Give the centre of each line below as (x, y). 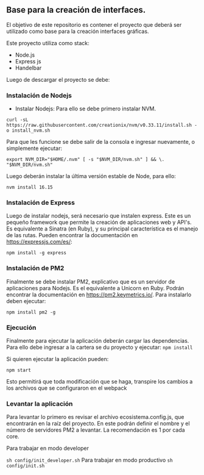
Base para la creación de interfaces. (76, 10)
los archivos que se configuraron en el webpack (67, 388)
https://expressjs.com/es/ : (39, 242)
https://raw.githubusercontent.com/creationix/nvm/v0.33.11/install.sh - (102, 125)
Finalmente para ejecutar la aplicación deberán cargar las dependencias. (98, 341)
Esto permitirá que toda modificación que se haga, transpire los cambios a (100, 381)
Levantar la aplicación (40, 404)
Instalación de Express (40, 202)
